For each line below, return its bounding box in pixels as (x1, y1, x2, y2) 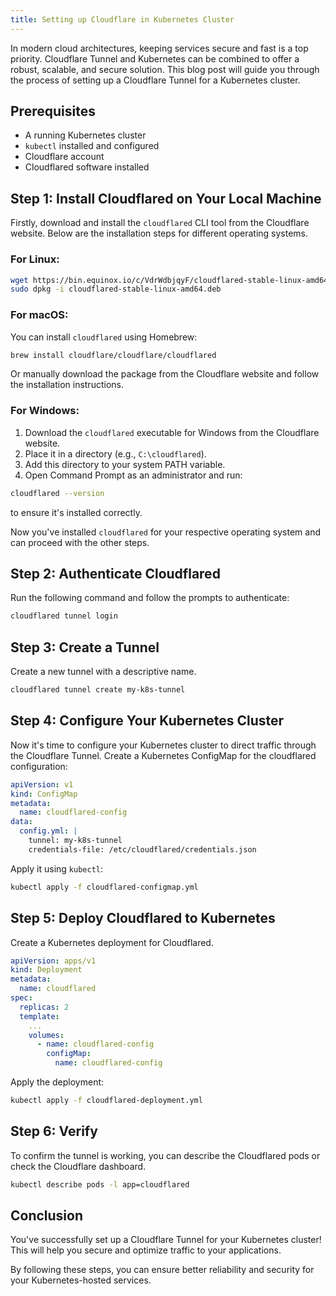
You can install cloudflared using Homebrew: (10, 331, 198, 343)
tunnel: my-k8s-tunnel (28, 836, 123, 846)
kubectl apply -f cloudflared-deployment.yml (10, 1096, 203, 1106)
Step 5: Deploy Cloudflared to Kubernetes (10, 910, 276, 927)
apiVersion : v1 (10, 779, 74, 790)
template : (19, 1011, 60, 1021)
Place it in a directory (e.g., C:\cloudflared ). (24, 447, 207, 460)
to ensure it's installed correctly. (10, 506, 143, 518)
